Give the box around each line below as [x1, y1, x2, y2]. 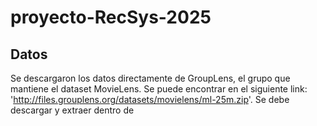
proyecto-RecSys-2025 [10, 6, 212, 29]
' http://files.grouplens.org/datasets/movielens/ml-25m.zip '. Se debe [10, 94, 290, 105]
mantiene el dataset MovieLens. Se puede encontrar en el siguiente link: [10, 83, 308, 95]
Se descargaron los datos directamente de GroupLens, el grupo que [10, 72, 291, 84]
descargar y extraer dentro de [10, 104, 135, 116]
